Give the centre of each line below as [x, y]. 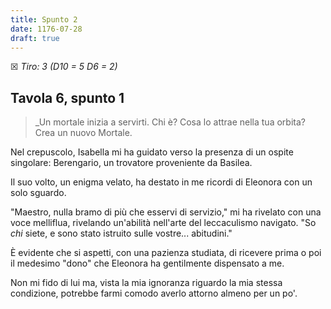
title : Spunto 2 [44, 19]
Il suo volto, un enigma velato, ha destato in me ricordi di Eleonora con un [161, 182]
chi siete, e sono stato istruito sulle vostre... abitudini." [121, 233]
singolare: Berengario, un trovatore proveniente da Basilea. [131, 163]
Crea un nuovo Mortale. [83, 133]
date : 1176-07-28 [46, 29]
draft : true [35, 38]
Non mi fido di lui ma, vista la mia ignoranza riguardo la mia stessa [146, 283]
